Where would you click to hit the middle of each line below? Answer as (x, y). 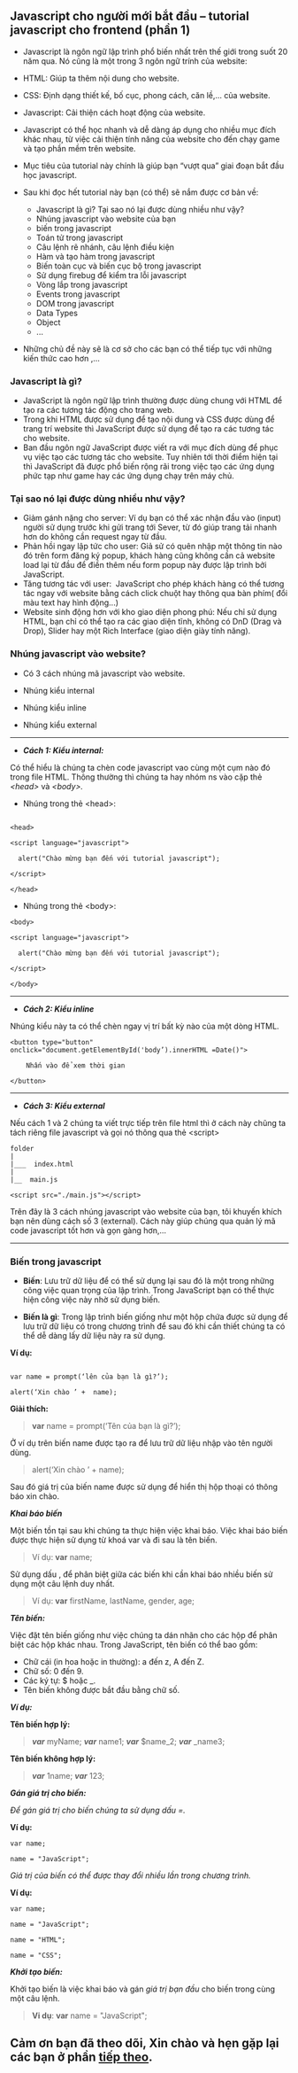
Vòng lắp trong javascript (82, 284)
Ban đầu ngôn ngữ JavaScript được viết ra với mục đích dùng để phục (150, 447)
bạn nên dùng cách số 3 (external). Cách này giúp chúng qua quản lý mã (143, 1221)
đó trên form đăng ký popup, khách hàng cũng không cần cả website (149, 555)
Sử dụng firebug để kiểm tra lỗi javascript (111, 275)
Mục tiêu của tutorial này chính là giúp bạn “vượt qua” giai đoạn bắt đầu (153, 166)
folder (22, 1148)
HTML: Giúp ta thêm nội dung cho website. (101, 78)
